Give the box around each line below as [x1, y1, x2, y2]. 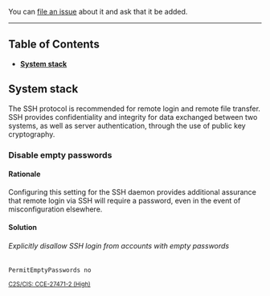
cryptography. [8, 129, 55, 139]
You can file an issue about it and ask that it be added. [8, 7, 188, 16]
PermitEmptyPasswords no [8, 265, 92, 274]
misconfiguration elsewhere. [8, 204, 103, 214]
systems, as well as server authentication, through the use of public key [8, 121, 247, 130]
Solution [8, 223, 38, 232]
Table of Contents [8, 38, 100, 51]
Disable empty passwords [8, 149, 112, 160]
